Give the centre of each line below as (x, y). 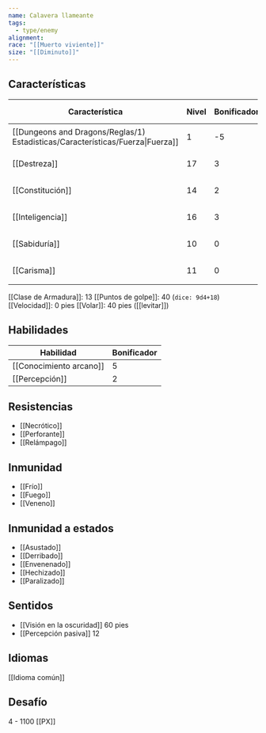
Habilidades (38, 330)
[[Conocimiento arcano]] (59, 366)
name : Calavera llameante (51, 15)
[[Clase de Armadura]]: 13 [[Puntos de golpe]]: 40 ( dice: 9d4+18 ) (114, 297)
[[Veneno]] (37, 503)
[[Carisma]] (34, 270)
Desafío (28, 703)
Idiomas (28, 658)
